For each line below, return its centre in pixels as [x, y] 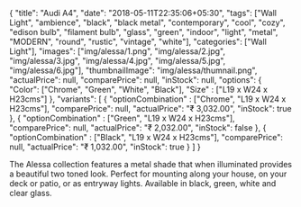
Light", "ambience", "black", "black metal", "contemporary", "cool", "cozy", [147, 22]
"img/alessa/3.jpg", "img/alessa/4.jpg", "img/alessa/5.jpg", [118, 61]
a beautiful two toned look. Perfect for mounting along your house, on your [148, 174]
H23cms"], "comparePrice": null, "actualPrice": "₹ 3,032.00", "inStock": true [150, 108]
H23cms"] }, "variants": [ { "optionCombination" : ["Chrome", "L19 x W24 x [148, 99]
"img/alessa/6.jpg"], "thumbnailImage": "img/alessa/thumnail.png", [133, 70]
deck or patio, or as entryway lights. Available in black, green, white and [143, 183]
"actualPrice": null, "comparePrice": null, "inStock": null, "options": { [136, 80]
